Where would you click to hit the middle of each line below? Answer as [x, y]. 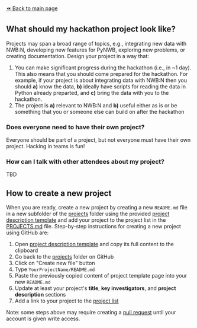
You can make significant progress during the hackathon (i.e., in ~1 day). [103, 68]
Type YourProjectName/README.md [55, 269]
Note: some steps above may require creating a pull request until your [91, 313]
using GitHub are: [28, 233]
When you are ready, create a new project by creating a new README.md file [97, 208]
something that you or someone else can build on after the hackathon [99, 112]
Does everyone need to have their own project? [75, 127]
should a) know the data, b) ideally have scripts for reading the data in [100, 86]
